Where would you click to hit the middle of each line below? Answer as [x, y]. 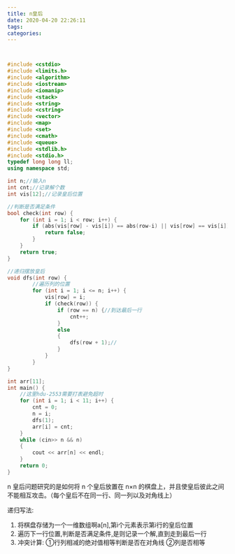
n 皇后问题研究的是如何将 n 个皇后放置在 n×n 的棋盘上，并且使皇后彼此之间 [116, 486]
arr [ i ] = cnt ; [53, 427]
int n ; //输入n [27, 181]
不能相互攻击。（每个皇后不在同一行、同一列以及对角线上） [92, 495]
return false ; [65, 233]
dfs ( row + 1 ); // [93, 343]
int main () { [26, 388]
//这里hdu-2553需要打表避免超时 [62, 394]
